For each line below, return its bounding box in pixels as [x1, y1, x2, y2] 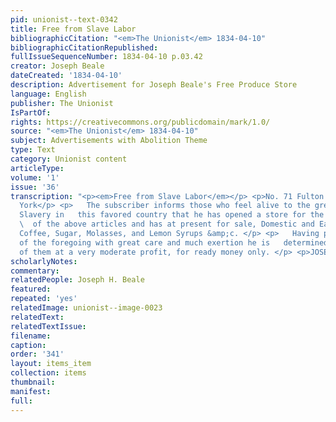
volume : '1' [10, 172, 60, 183]
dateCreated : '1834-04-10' [10, 71, 123, 81]
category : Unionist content [10, 154, 128, 164]
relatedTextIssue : [10, 321, 87, 331]
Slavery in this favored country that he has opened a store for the [19, 210, 325, 220]
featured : [10, 284, 52, 295]
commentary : [10, 266, 60, 276]
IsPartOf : [10, 107, 52, 118]
